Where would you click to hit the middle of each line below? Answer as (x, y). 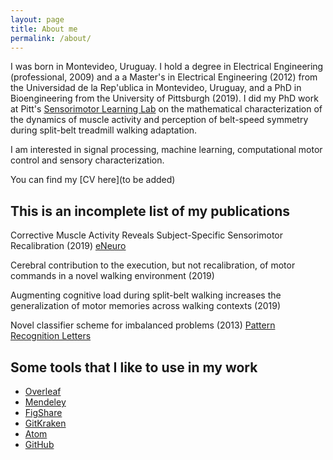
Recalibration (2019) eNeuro (68, 246)
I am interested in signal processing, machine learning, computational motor (166, 150)
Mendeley (45, 402)
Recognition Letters (51, 336)
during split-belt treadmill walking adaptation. (104, 130)
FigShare (43, 412)
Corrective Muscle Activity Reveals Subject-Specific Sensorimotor (146, 235)
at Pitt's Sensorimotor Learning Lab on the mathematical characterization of (166, 109)
